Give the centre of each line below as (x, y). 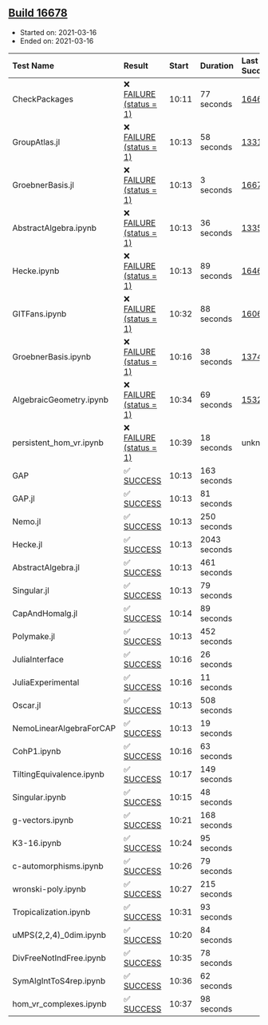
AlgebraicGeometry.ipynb (61, 399)
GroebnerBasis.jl (43, 185)
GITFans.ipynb (39, 313)
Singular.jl (31, 590)
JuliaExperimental (46, 682)
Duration (217, 66)
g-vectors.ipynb (43, 820)
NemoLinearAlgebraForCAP (64, 728)
